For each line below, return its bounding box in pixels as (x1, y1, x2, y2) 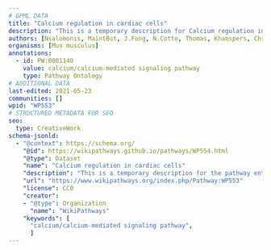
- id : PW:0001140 (15, 57, 74, 65)
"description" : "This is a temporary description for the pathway (23, 169, 251, 177)
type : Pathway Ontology (23, 72, 103, 80)
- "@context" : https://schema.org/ (15, 139, 135, 148)
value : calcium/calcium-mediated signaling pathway (23, 65, 200, 73)
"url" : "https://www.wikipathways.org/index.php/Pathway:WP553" (23, 177, 244, 185)
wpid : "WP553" (8, 102, 56, 110)
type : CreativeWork (15, 124, 81, 132)
